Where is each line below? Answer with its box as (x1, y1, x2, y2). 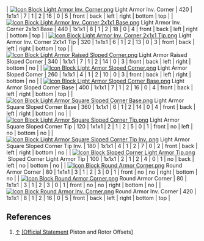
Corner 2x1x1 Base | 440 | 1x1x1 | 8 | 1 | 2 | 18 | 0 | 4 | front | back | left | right (6, 25, 199, 32)
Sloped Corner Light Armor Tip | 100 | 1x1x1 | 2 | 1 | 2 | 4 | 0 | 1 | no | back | (7, 155, 194, 162)
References (6, 212, 51, 223)
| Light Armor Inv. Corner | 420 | (6, 6, 192, 13)
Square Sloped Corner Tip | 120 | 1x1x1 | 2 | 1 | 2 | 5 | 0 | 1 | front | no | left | (6, 123, 194, 130)
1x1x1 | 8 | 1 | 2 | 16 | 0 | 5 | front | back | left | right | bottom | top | (6, 195, 170, 201)
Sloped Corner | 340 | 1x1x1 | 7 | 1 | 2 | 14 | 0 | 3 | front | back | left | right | (6, 58, 191, 65)
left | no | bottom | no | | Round (6, 162, 183, 169)
